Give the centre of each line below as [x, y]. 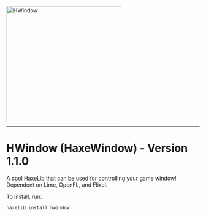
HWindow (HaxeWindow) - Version [97, 148]
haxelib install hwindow [38, 207]
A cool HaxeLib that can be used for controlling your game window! [91, 178]
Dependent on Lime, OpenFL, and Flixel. [57, 184]
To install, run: [24, 196]
